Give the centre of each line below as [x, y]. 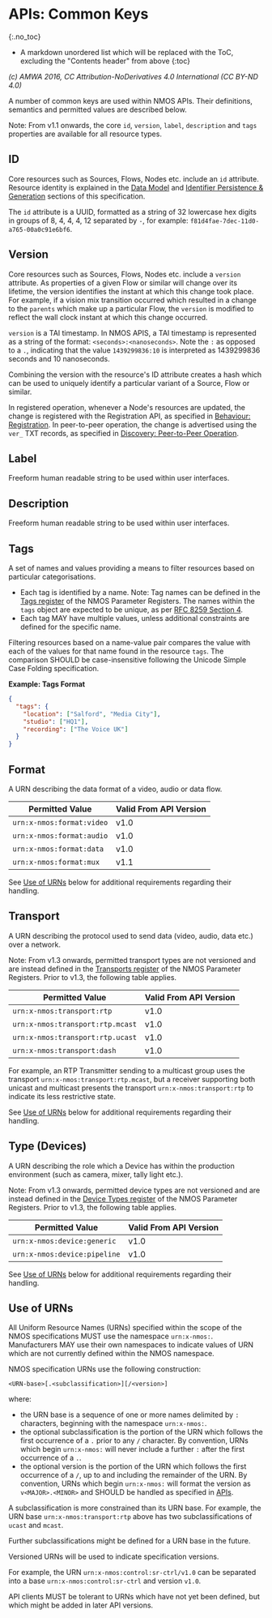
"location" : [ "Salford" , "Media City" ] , [92, 714]
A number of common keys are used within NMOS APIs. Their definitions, [131, 101]
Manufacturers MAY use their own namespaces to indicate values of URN [131, 1345]
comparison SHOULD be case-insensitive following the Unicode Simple [127, 660]
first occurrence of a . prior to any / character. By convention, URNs [134, 1440]
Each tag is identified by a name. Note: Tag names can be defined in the [140, 592]
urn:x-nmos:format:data [58, 849]
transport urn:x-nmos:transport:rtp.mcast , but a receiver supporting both [132, 1079]
